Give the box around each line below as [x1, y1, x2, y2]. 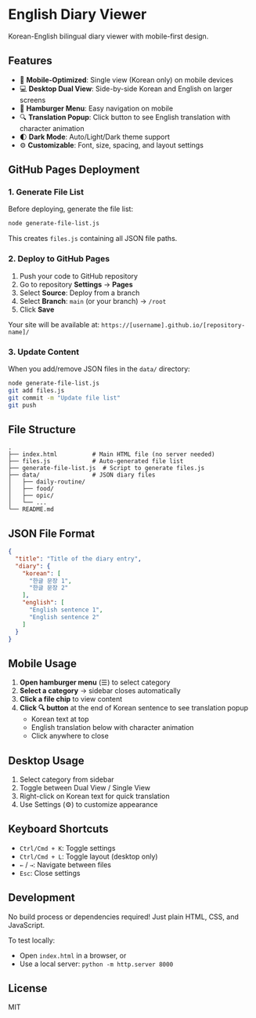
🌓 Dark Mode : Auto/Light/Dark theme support [19, 132, 171, 141]
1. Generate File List [8, 187, 85, 198]
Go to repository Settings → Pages [19, 279, 133, 289]
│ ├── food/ [8, 485, 55, 493]
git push [8, 401, 37, 409]
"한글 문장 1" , [28, 577, 72, 585]
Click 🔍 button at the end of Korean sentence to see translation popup [19, 703, 249, 713]
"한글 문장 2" [28, 584, 69, 592]
